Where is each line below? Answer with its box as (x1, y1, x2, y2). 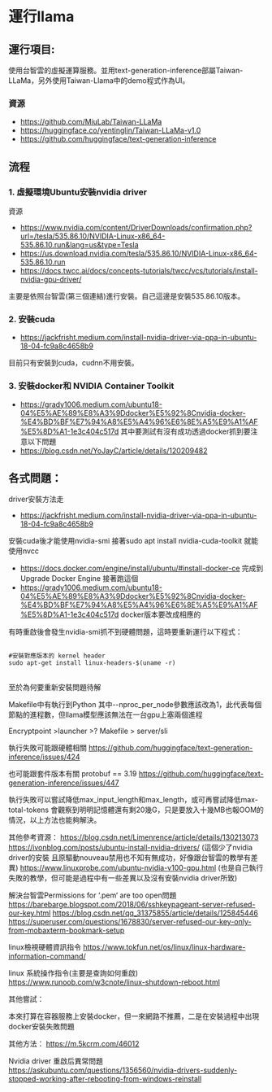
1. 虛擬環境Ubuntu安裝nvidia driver (8, 186, 148, 198)
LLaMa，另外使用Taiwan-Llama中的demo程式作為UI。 (8, 76, 190, 85)
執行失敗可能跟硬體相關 (8, 743, 87, 753)
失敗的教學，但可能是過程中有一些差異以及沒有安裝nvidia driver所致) (8, 873, 238, 883)
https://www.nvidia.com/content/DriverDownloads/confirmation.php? (19, 222, 253, 232)
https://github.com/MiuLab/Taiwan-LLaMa (19, 117, 162, 127)
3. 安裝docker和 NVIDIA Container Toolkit (8, 380, 175, 391)
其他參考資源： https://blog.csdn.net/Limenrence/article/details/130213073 (8, 832, 259, 842)
